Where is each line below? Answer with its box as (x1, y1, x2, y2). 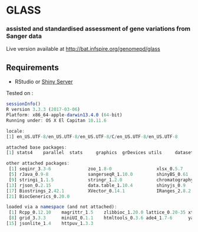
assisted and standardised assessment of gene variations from (6, 25, 191, 33)
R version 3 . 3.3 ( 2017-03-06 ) (6, 107, 81, 113)
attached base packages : (6, 144, 67, 151)
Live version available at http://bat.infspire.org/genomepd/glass (6, 45, 160, 53)
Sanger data (6, 32, 42, 40)
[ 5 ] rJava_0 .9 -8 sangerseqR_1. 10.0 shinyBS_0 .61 (8, 172, 189, 178)
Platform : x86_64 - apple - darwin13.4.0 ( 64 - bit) (6, 112, 123, 118)
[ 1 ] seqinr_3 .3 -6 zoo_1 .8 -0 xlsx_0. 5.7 (8, 166, 183, 172)
